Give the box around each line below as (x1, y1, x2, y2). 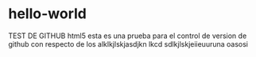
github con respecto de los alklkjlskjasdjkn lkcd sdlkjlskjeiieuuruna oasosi (8, 39, 249, 48)
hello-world (8, 5, 87, 23)
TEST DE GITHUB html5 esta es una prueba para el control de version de (8, 31, 247, 40)
